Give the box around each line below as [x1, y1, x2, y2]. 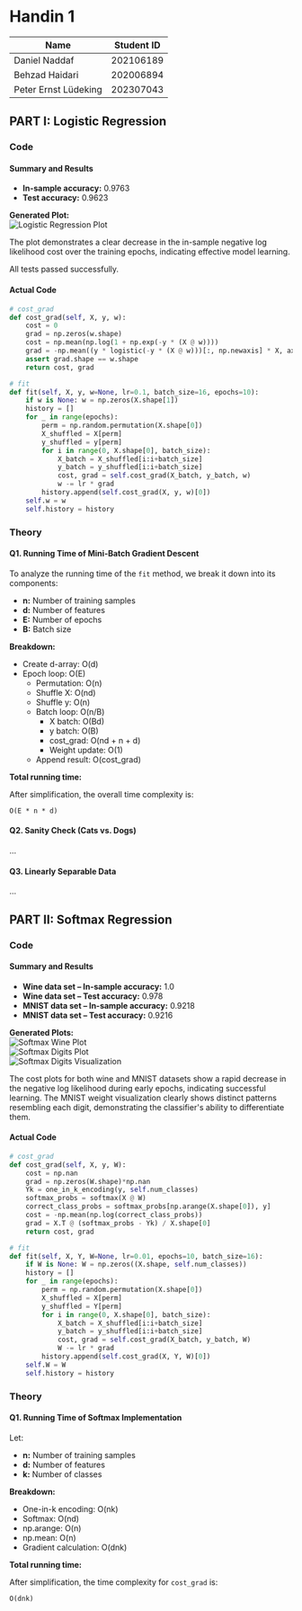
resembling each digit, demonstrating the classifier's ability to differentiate [9, 1101, 285, 1112]
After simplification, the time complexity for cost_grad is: [9, 1576, 218, 1588]
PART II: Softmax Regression [9, 912, 173, 927]
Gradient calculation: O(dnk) [22, 1542, 128, 1553]
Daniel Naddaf [13, 54, 75, 67]
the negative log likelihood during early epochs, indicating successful [9, 1082, 267, 1093]
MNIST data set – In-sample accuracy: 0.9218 [22, 1000, 195, 1010]
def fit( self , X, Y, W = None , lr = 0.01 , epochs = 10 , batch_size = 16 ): [9, 1251, 263, 1260]
